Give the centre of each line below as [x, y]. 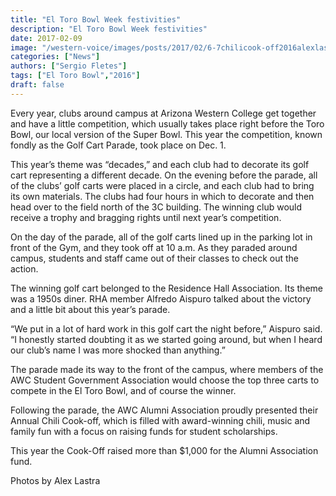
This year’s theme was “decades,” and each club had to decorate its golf [160, 164]
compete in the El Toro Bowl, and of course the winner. [123, 390]
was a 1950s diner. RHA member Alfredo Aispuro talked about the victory [161, 298]
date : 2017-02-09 [46, 38]
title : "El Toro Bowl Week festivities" [96, 19]
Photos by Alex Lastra [55, 480]
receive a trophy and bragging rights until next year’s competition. [146, 217]
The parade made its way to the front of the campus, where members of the [167, 369]
